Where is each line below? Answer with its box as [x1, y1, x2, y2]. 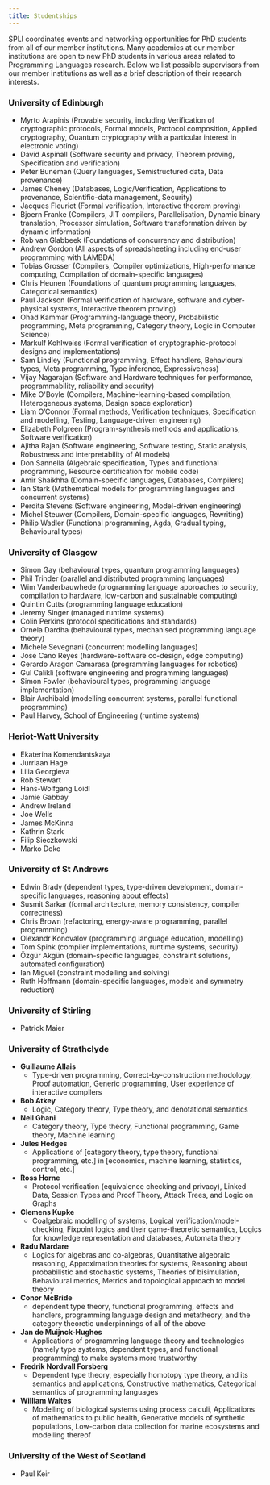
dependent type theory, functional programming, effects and [31, 1302, 234, 1312]
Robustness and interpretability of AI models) [19, 449, 171, 459]
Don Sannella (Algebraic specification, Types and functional [19, 457, 219, 468]
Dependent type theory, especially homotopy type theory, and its [31, 1370, 248, 1380]
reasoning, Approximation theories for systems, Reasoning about [31, 1259, 248, 1269]
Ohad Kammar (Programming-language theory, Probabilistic [19, 312, 220, 322]
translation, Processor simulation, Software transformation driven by [19, 218, 247, 227]
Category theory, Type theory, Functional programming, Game [31, 1122, 239, 1132]
